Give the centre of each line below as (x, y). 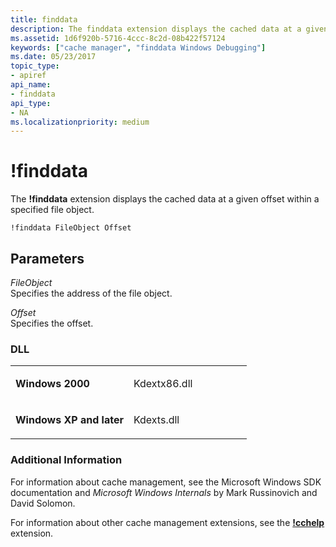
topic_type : (35, 66)
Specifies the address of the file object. (91, 293)
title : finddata (44, 19)
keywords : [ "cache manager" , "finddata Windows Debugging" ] (138, 47)
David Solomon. (43, 503)
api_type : (31, 103)
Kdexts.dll (156, 420)
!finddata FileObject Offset (71, 228)
